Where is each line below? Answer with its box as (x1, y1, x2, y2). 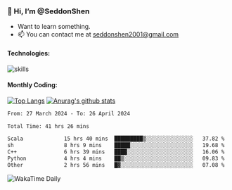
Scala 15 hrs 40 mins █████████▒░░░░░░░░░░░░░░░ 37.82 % (7, 135, 225, 143)
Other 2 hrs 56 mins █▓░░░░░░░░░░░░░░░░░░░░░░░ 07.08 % (7, 161, 225, 168)
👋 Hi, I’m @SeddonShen (7, 6, 90, 16)
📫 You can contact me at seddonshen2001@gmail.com (17, 30, 179, 39)
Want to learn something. (17, 23, 91, 31)
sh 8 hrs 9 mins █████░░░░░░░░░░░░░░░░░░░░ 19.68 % (7, 142, 225, 149)
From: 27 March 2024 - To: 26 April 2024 (7, 110, 131, 117)
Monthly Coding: (7, 81, 58, 89)
